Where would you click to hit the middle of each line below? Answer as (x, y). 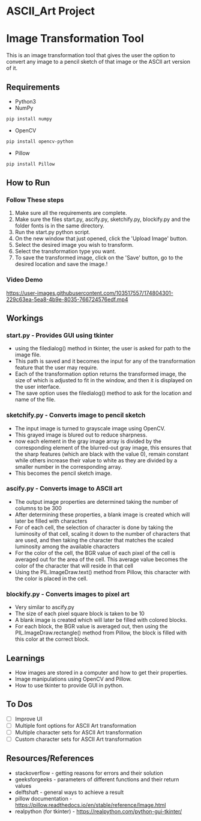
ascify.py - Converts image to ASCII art (64, 489)
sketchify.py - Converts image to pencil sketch (76, 415)
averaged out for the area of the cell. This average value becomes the (101, 559)
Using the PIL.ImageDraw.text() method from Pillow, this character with (102, 572)
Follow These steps (35, 200)
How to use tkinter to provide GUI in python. (69, 685)
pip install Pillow (31, 164)
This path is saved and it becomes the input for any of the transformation (105, 361)
